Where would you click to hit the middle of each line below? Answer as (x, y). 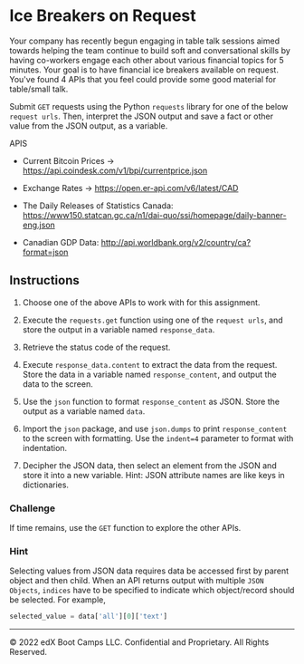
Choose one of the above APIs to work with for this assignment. (141, 302)
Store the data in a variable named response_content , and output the (150, 374)
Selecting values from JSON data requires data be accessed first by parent (149, 571)
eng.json (39, 225)
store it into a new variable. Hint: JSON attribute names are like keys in (153, 475)
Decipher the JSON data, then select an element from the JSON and (150, 465)
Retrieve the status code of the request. (96, 347)
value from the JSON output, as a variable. (89, 125)
